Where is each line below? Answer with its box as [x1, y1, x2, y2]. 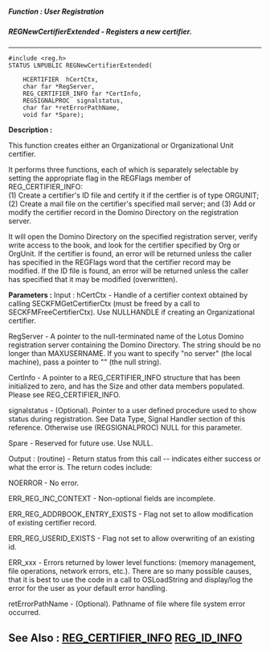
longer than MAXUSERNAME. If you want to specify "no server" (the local [8, 349, 252, 359]
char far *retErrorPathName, [22, 104, 121, 112]
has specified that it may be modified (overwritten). [8, 275, 178, 284]
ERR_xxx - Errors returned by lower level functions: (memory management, [8, 558, 256, 567]
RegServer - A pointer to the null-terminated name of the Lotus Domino [8, 331, 244, 342]
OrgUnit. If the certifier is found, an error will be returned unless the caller [8, 249, 252, 259]
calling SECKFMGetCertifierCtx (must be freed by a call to [8, 299, 201, 309]
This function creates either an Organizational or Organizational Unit [8, 141, 235, 151]
